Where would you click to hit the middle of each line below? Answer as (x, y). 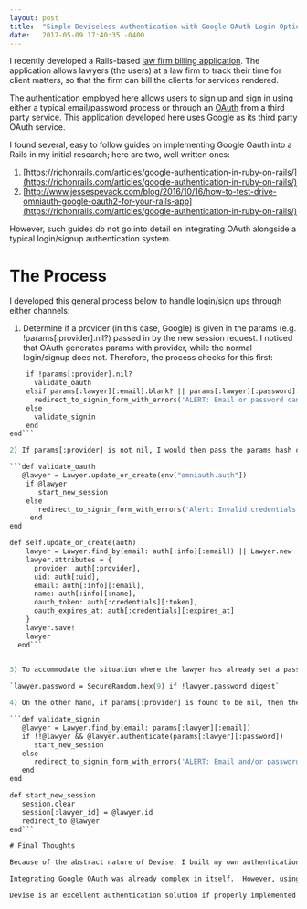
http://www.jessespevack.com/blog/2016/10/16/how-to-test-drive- (151, 192)
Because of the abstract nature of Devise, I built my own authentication (155, 862)
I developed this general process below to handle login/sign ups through (146, 301)
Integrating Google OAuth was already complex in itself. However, (143, 879)
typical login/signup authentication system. (90, 239)
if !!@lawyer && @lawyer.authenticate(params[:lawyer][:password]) (153, 736)
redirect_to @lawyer (61, 821)
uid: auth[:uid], (67, 577)
